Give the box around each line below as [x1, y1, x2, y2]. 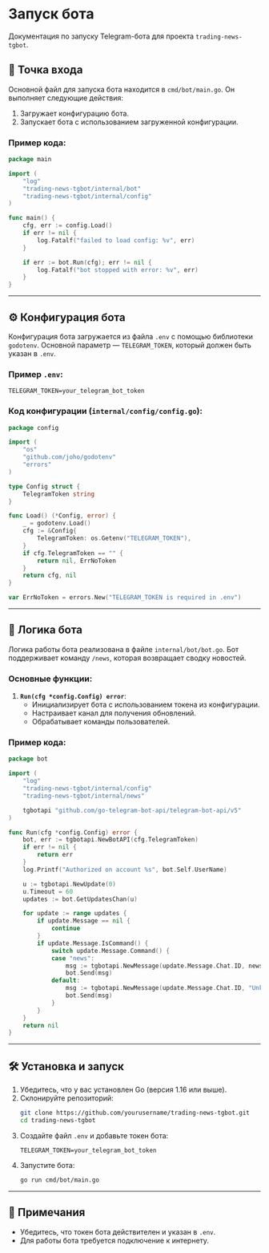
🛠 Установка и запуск [8, 1060, 124, 1073]
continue [50, 924, 81, 933]
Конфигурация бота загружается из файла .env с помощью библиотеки [8, 331, 254, 341]
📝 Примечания [8, 1206, 86, 1219]
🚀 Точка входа [8, 63, 83, 77]
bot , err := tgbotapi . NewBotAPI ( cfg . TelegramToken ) [22, 836, 199, 844]
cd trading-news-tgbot [19, 1117, 96, 1125]
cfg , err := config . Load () [22, 221, 113, 229]
